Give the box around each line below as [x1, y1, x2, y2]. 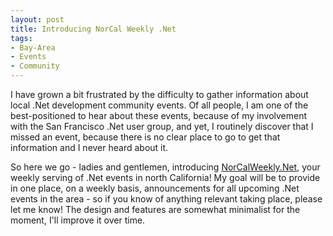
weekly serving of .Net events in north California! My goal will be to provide [10, 172, 321, 183]
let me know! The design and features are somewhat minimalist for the [10, 204, 301, 215]
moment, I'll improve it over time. [10, 214, 146, 226]
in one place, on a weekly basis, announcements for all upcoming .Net [10, 182, 300, 194]
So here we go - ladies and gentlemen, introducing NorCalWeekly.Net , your [10, 161, 321, 173]
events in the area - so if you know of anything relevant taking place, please [10, 193, 323, 205]
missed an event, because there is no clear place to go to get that [10, 131, 281, 143]
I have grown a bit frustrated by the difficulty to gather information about [10, 89, 309, 100]
